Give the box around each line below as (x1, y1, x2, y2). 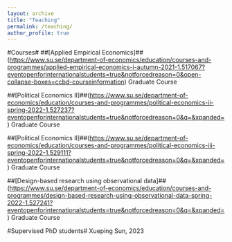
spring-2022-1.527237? (7, 106, 75, 114)
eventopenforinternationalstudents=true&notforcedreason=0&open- (7, 71, 202, 79)
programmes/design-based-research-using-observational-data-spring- (7, 192, 213, 200)
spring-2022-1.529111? (7, 149, 71, 157)
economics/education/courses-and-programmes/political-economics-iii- (7, 141, 216, 149)
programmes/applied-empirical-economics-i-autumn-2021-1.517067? (7, 63, 206, 71)
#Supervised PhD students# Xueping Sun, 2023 (7, 227, 144, 235)
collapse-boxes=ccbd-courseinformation (7, 77, 125, 86)
